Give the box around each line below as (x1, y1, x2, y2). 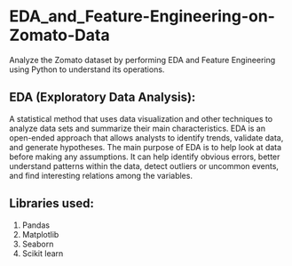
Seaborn (21, 238, 54, 249)
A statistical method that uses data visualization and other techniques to (9, 113, 273, 124)
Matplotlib (21, 229, 59, 239)
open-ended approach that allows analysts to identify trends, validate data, (9, 132, 284, 143)
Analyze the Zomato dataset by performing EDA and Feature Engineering (9, 54, 276, 65)
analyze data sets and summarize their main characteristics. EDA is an (9, 123, 266, 133)
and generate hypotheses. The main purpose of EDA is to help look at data (9, 141, 282, 152)
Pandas (21, 220, 51, 230)
